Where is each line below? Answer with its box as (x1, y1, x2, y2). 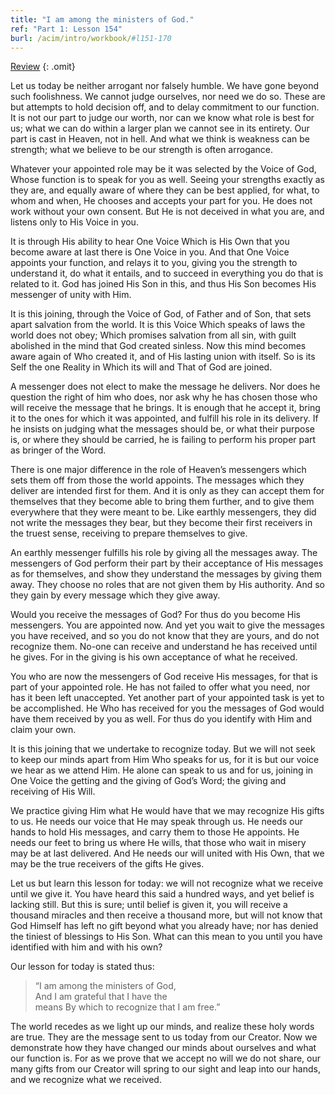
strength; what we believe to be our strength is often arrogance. (10, 144, 274, 156)
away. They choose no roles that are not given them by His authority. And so (10, 579, 325, 591)
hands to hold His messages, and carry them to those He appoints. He (10, 826, 300, 838)
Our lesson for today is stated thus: (10, 961, 155, 973)
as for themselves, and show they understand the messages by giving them (10, 568, 323, 580)
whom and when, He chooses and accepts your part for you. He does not (10, 195, 313, 207)
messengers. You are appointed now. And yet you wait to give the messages (10, 619, 325, 631)
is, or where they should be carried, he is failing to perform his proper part (10, 434, 317, 446)
